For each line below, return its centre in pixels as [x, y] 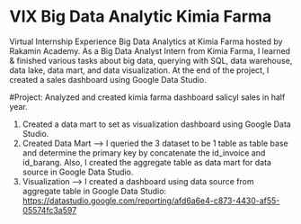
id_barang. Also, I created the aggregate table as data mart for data [147, 162]
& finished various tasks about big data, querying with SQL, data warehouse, [151, 60]
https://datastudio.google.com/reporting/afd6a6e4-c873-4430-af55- [151, 201]
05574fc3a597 [49, 210]
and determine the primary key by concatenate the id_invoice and [144, 152]
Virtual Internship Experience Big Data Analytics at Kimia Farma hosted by [146, 41]
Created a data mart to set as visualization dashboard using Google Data [157, 124]
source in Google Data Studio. [78, 172]
